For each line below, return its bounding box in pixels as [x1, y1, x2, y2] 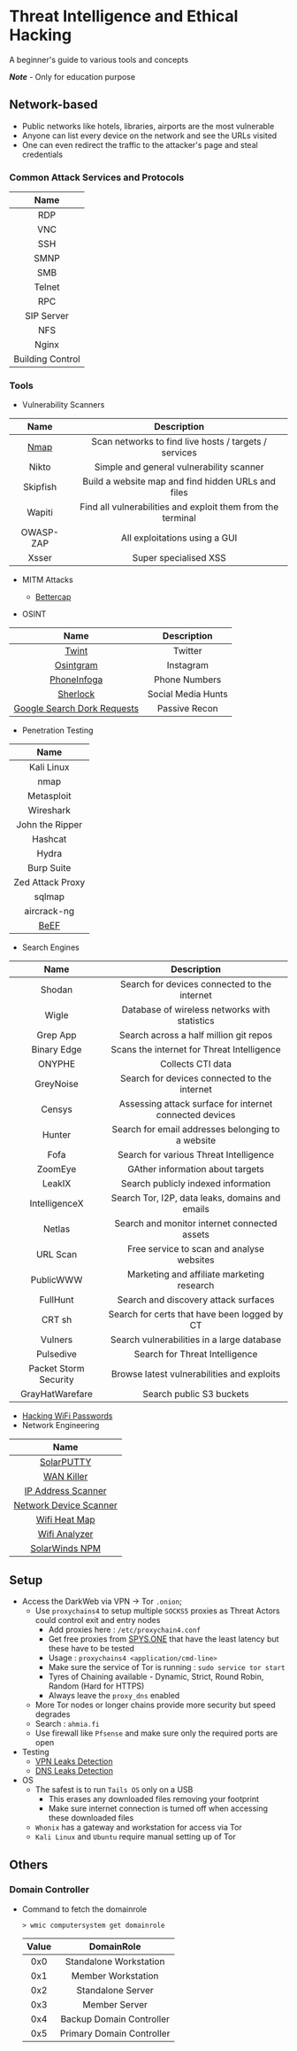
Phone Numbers [154, 673, 222, 686]
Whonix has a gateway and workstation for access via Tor [34, 1822, 243, 1833]
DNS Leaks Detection [34, 1766, 113, 1776]
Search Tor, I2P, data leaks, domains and [110, 1192, 281, 1204]
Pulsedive [36, 1348, 78, 1361]
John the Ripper [16, 819, 83, 831]
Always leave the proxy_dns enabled [48, 1690, 180, 1701]
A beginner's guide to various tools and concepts [9, 54, 188, 65]
